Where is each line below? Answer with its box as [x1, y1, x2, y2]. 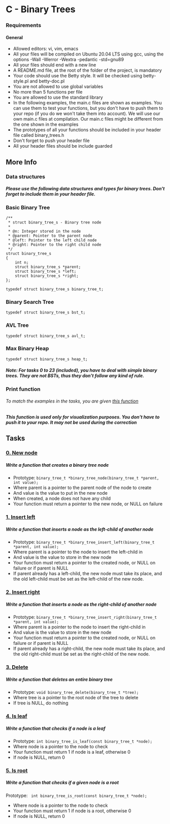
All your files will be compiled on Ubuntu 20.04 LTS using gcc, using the [13, 51, 164, 57]
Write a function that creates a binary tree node [6, 462, 109, 468]
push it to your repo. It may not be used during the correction [6, 419, 137, 425]
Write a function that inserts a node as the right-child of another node [6, 601, 157, 607]
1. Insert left [6, 514, 36, 521]
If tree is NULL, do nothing [13, 700, 69, 706]
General [6, 34, 23, 40]
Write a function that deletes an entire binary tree [6, 676, 113, 683]
